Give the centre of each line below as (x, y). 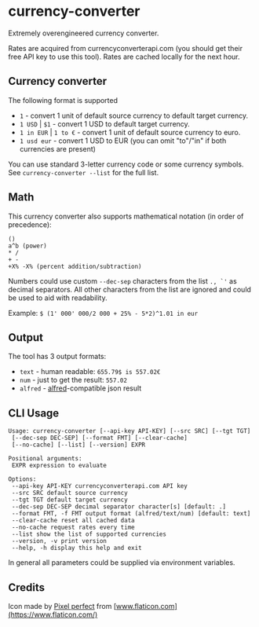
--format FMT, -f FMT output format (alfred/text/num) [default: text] (131, 514)
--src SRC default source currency (69, 493)
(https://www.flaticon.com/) (53, 614)
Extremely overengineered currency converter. (84, 33)
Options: (22, 479)
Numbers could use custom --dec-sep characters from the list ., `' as (122, 280)
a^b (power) (27, 246)
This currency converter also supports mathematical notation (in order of (126, 216)
